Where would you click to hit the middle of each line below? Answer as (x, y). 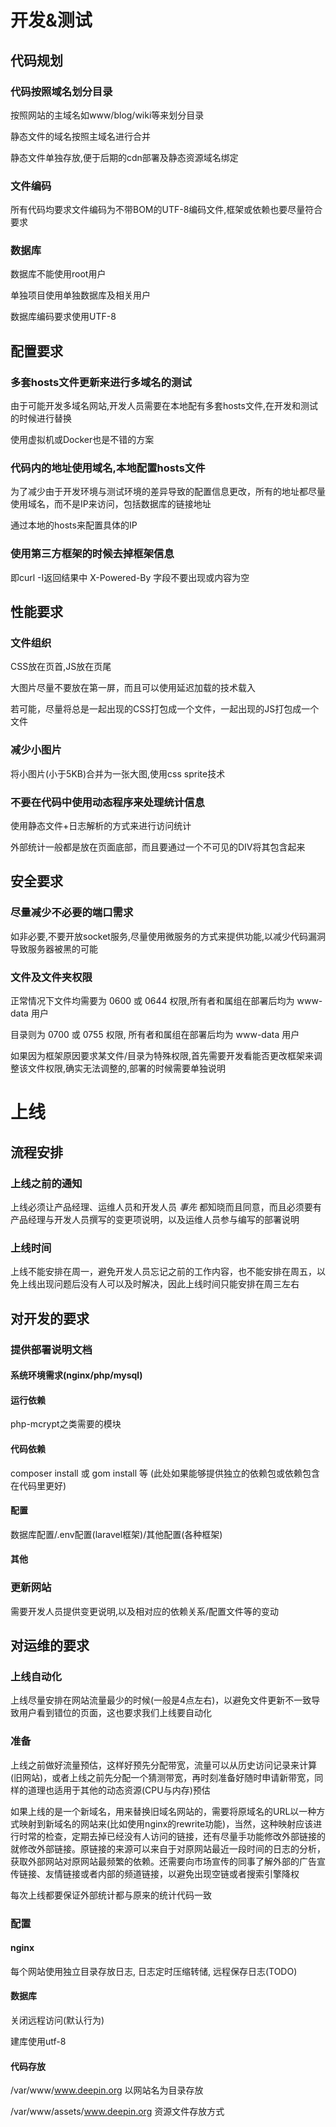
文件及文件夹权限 (51, 977)
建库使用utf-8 (38, 2041)
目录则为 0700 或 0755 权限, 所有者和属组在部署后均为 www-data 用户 (155, 1035)
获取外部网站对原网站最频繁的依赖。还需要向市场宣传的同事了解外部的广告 (163, 1861)
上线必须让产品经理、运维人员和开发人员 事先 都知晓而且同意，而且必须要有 (166, 1207)
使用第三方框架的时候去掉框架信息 (92, 554)
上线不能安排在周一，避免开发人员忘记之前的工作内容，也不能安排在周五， (163, 1272)
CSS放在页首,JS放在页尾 (61, 667)
